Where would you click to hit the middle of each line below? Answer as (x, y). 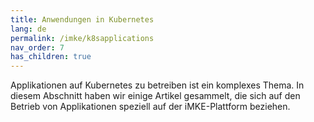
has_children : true (51, 57)
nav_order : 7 (37, 47)
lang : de (28, 29)
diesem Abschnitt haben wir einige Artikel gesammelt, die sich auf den (155, 96)
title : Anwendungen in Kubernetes (82, 19)
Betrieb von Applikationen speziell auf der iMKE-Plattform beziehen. (150, 107)
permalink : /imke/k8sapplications (82, 38)
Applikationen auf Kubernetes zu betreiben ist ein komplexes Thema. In (157, 85)
